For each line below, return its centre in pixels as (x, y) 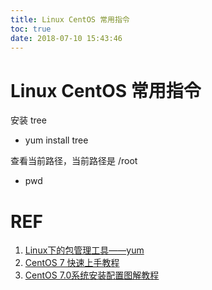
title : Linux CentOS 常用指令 (70, 19)
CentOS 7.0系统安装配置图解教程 (92, 275)
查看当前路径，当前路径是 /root (74, 161)
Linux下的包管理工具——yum (84, 250)
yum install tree (56, 140)
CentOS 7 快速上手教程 (72, 263)
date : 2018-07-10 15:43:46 (66, 38)
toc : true (31, 29)
